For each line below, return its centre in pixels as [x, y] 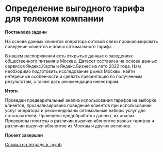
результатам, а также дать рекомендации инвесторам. [62, 81]
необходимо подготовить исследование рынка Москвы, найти [70, 71]
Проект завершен [24, 135]
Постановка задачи [26, 32]
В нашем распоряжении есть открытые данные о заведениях [69, 55]
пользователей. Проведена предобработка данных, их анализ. [70, 115]
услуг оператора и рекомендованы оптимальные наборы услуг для [75, 110]
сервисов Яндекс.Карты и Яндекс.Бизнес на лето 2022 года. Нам [73, 66]
